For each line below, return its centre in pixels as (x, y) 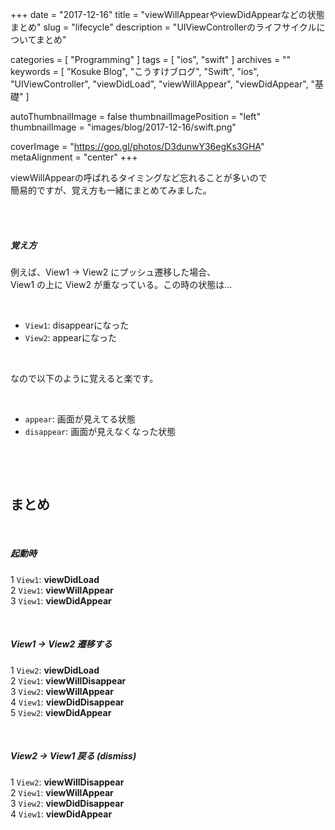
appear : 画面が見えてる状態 (80, 419)
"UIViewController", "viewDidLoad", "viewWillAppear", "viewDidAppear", (159, 84)
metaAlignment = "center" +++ (74, 157)
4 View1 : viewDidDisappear (67, 702)
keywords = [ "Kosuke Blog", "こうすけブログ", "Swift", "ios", (135, 71)
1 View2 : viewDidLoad (55, 670)
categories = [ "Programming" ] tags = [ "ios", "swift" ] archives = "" (151, 59)
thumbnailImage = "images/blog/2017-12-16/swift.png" (123, 127)
